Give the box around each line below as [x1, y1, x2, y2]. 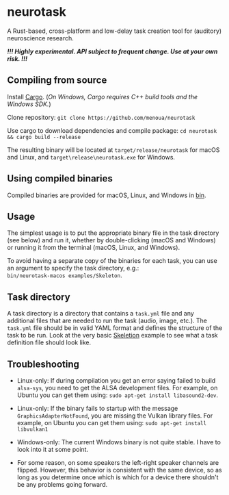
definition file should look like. [7, 338, 91, 346]
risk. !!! [7, 54, 28, 62]
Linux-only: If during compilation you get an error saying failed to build [16, 377, 216, 384]
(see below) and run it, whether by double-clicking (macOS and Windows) [7, 236, 217, 244]
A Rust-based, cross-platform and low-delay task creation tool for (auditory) [7, 27, 222, 35]
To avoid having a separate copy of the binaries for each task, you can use [7, 257, 217, 265]
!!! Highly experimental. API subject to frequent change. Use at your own [7, 47, 218, 55]
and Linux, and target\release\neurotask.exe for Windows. [7, 153, 176, 161]
